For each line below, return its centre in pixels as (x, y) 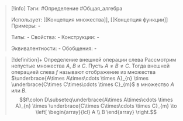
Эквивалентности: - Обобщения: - (54, 48)
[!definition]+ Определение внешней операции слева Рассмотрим (94, 60)
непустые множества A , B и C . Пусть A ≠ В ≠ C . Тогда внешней (90, 66)
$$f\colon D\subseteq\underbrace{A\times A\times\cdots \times (96, 99)
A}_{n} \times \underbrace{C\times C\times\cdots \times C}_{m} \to (96, 106)
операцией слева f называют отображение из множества (83, 72)
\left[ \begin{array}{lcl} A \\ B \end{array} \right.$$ (96, 112)
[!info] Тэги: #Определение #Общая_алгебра (67, 8)
